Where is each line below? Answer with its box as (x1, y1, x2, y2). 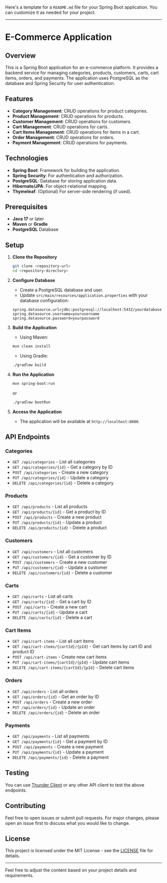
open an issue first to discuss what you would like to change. (5, 820, 130, 826)
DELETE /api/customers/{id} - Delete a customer (12, 569, 113, 576)
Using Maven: (19, 334, 48, 340)
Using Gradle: (19, 353, 48, 358)
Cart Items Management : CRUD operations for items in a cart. (12, 129, 140, 135)
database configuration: (19, 298, 69, 303)
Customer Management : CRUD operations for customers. (12, 118, 132, 124)
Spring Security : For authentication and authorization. (12, 173, 124, 178)
